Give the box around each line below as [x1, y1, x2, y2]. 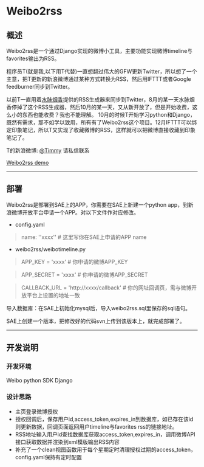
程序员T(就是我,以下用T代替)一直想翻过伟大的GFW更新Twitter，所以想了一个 [6, 68, 197, 75]
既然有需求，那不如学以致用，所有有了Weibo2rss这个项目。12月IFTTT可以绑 [6, 119, 197, 126]
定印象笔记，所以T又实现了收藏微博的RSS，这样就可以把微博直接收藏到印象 [6, 126, 196, 133]
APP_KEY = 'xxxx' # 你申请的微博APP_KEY [21, 258, 129, 265]
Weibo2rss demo [6, 159, 49, 166]
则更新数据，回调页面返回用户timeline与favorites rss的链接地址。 [15, 423, 178, 430]
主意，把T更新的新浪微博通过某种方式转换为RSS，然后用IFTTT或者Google [6, 75, 191, 83]
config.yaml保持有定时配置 [15, 453, 82, 460]
